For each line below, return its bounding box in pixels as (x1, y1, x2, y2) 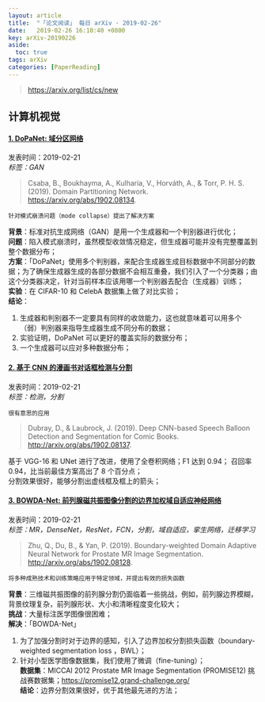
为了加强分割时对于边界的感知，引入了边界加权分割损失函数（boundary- (19, 635, 256, 645)
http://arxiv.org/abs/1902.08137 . (27, 439, 132, 449)
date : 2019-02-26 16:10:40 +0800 (8, 26, 126, 34)
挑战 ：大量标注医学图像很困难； (8, 608, 112, 619)
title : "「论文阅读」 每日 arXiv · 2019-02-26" (8, 19, 162, 27)
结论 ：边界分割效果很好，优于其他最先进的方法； (19, 685, 180, 695)
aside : (8, 41, 30, 49)
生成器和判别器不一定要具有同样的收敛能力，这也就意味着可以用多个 (19, 313, 242, 323)
